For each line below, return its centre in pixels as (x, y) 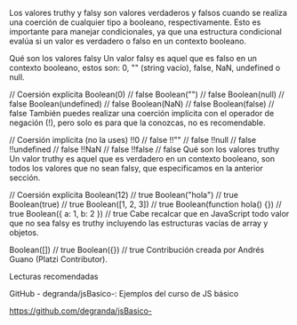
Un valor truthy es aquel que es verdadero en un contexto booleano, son (142, 159)
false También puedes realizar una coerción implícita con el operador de (142, 113)
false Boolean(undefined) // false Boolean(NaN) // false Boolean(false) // (142, 104)
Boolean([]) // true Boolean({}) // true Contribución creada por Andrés (137, 250)
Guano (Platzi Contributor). (59, 259)
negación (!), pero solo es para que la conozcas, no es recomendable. (137, 123)
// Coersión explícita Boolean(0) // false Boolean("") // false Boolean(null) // (147, 94)
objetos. (24, 233)
